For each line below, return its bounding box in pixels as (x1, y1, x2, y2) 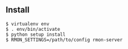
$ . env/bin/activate (5, 26, 61, 32)
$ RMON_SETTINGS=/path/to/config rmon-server (5, 36, 123, 43)
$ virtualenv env (5, 21, 50, 27)
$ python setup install (5, 31, 66, 38)
